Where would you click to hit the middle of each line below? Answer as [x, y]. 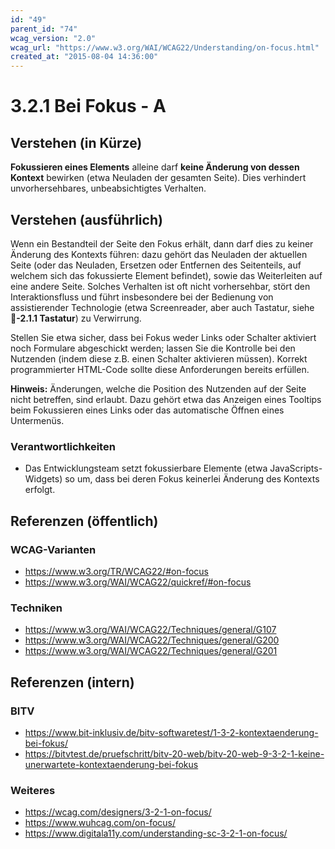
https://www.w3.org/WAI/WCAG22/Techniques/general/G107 [150, 630]
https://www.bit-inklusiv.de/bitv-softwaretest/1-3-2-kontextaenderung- [171, 732]
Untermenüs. [37, 420]
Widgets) [43, 479]
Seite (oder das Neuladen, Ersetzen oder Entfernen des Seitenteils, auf [156, 265]
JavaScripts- [296, 468]
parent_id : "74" [44, 29]
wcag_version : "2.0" [53, 38]
